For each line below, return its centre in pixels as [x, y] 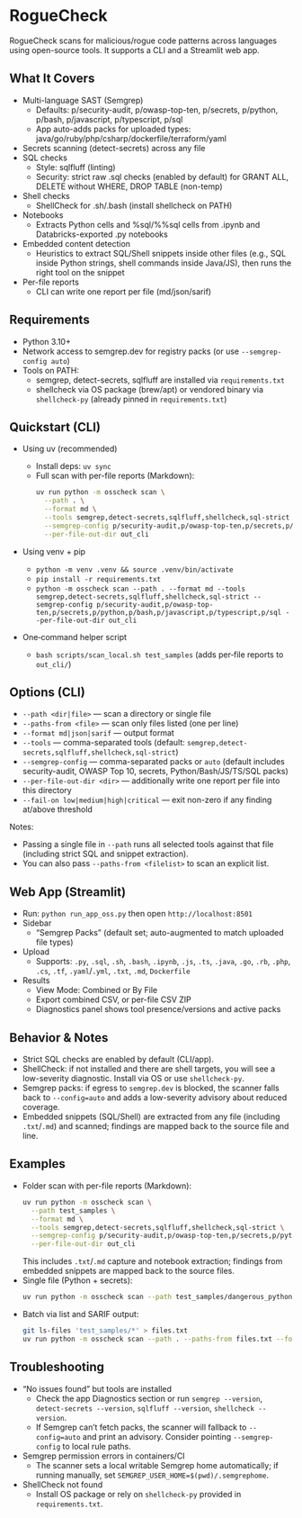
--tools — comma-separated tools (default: [104, 743]
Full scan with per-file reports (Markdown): [115, 476]
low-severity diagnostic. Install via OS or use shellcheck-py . [133, 1079]
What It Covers [52, 79]
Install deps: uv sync [74, 466]
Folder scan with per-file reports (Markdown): [107, 1186]
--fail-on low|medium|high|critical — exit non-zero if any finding [147, 800]
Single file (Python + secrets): [77, 1280]
